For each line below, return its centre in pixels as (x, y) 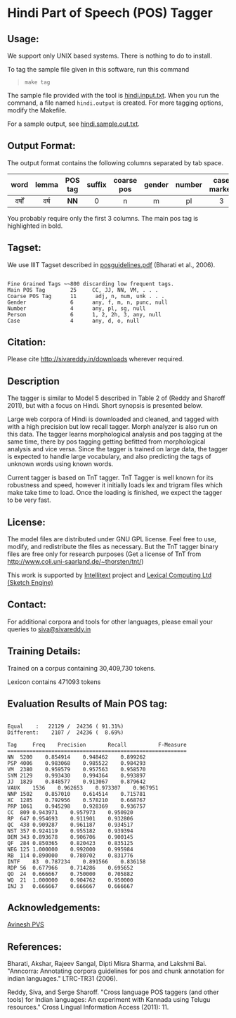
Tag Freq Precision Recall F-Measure (97, 745)
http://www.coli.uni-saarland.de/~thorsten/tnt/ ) (76, 562)
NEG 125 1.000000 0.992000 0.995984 (70, 849)
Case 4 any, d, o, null (73, 321)
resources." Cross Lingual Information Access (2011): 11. (88, 1007)
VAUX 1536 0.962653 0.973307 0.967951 (83, 788)
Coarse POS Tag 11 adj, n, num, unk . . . (86, 296)
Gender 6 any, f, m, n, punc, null (88, 302)
